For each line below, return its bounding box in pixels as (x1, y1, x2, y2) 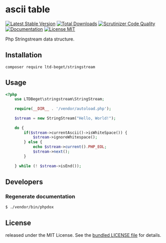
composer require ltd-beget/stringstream (5, 64, 96, 70)
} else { (24, 139, 43, 145)
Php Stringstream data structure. (5, 36, 75, 42)
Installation (5, 51, 42, 59)
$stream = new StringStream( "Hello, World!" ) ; (14, 115, 116, 121)
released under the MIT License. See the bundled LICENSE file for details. (5, 232, 161, 238)
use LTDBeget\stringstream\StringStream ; (14, 96, 104, 102)
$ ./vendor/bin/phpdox (5, 205, 54, 210)
